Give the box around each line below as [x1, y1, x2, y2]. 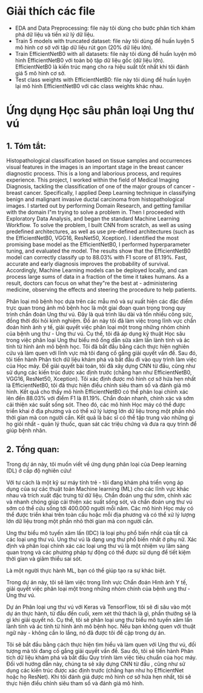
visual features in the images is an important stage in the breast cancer [6, 163, 184, 171]
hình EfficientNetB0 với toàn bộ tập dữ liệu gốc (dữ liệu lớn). [15, 56, 165, 64]
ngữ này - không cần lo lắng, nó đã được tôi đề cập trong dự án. [6, 629, 166, 636]
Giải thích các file [6, 4, 96, 18]
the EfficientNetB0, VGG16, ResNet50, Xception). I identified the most [6, 234, 179, 241]
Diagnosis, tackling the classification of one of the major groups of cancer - [6, 182, 195, 189]
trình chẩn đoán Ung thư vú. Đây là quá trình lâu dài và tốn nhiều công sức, [6, 310, 194, 318]
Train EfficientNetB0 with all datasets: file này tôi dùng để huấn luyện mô [15, 50, 197, 57]
